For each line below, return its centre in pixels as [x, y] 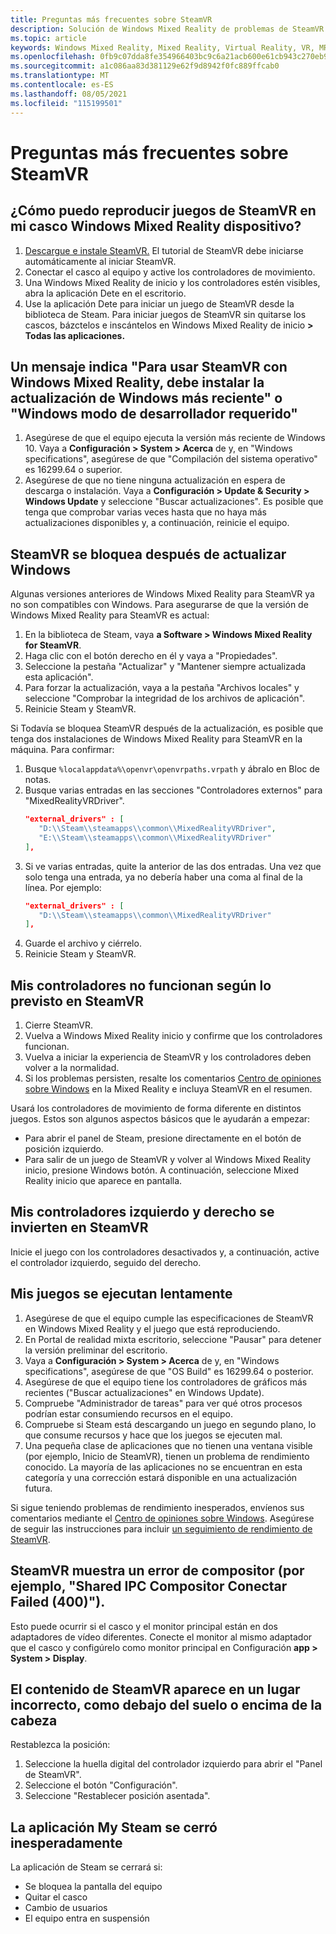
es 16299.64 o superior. [73, 470]
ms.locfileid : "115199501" [66, 103]
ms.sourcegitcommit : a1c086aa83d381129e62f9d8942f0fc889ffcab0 [145, 66]
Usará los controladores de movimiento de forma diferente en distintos [156, 1108]
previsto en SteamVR [77, 1001]
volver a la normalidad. [72, 1068]
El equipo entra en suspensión [87, 1918]
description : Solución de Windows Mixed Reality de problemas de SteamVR [167, 29]
